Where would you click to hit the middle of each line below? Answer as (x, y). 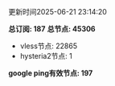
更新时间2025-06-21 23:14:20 (57, 12)
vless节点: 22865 (49, 46)
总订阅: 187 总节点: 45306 (52, 29)
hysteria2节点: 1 (46, 56)
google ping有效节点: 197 (51, 73)
